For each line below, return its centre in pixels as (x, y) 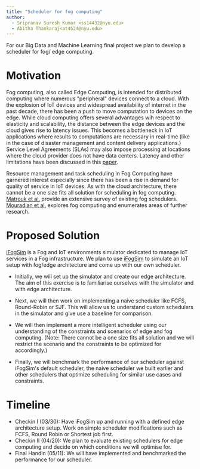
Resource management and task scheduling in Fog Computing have (90, 174)
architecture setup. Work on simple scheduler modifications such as (99, 428)
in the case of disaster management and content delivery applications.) (94, 143)
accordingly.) (31, 350)
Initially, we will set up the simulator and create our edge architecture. (100, 277)
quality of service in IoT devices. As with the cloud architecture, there (92, 186)
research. (18, 212)
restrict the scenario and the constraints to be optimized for (88, 344)
